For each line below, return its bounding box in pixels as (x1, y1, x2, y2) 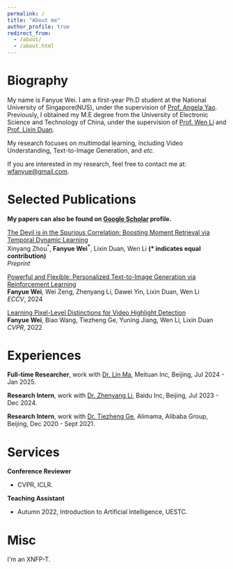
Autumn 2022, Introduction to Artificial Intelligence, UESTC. (17, 508, 188, 516)
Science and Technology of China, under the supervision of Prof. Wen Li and (7, 118, 227, 126)
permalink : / (7, 10, 45, 17)
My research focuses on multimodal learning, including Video (7, 139, 183, 147)
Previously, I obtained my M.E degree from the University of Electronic (7, 110, 209, 119)
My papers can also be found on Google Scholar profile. (7, 214, 172, 223)
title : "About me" (7, 17, 61, 24)
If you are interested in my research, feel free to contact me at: (7, 160, 186, 168)
